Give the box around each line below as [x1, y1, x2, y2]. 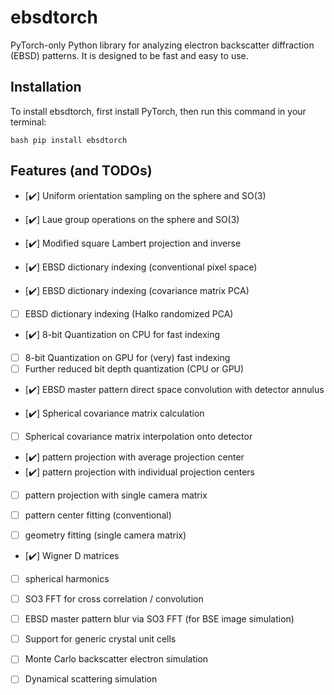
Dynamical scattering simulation [24, 673, 158, 685]
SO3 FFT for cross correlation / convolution [24, 593, 204, 605]
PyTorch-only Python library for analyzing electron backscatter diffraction [10, 39, 315, 51]
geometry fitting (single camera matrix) [24, 529, 187, 541]
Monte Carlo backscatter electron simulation [24, 653, 209, 665]
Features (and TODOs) [10, 162, 153, 180]
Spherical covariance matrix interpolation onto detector [24, 430, 253, 442]
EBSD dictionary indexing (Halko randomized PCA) [24, 307, 234, 320]
